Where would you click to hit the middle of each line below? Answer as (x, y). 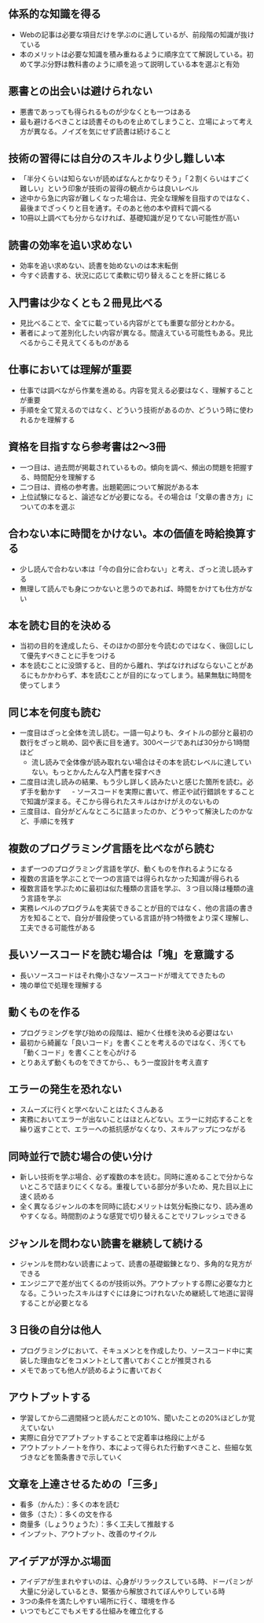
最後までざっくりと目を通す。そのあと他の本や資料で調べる (115, 208)
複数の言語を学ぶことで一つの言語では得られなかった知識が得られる (130, 878)
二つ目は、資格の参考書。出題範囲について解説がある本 (109, 487)
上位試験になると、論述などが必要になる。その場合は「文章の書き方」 (133, 497)
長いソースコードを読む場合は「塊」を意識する (121, 955)
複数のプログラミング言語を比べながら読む (111, 848)
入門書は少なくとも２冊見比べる (86, 302)
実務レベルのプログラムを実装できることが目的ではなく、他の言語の (130, 908)
